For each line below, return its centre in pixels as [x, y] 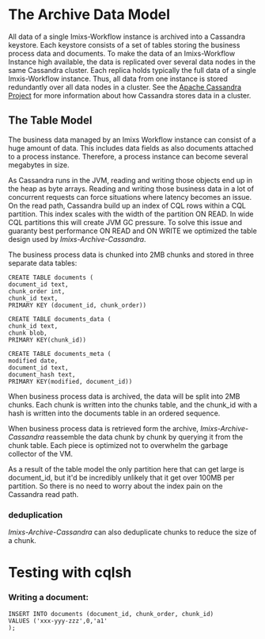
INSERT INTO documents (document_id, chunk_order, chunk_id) [111, 614]
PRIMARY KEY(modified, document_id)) [70, 381]
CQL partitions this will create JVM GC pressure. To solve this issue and [125, 222]
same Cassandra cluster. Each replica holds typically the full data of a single [132, 70]
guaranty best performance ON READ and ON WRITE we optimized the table [132, 231]
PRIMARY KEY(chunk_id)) [47, 340]
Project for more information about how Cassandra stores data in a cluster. [130, 95]
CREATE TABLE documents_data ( [60, 319]
